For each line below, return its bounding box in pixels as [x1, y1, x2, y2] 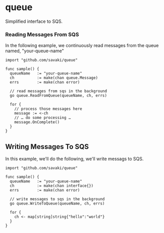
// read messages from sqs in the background [10, 89, 107, 94]
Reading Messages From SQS [5, 31, 79, 38]
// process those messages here [14, 106, 82, 111]
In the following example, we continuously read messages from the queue [5, 43, 159, 49]
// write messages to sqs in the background [10, 197, 105, 202]
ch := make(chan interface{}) [10, 183, 94, 188]
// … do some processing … [14, 115, 71, 121]
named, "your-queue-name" [5, 48, 64, 54]
